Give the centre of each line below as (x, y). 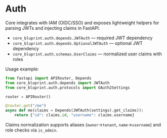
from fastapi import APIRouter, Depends (49, 78)
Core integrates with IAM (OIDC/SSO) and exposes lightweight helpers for (82, 23)
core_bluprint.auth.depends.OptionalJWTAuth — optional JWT (77, 43)
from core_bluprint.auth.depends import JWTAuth (57, 83)
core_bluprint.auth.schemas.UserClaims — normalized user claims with (87, 54)
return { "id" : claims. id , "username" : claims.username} (75, 115)
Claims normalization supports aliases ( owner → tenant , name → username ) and (83, 125)
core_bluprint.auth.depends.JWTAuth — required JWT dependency (82, 38)
